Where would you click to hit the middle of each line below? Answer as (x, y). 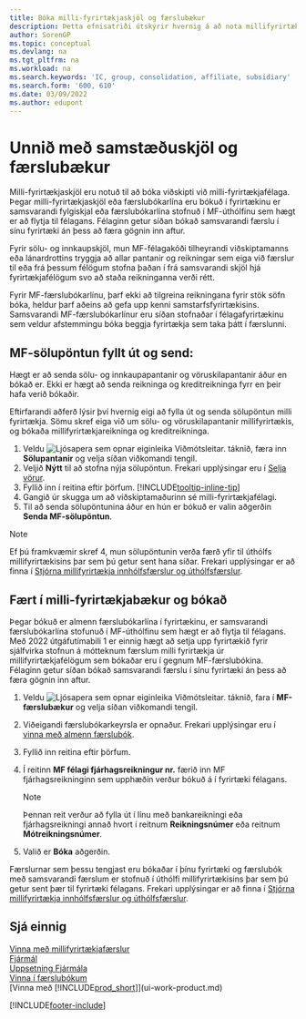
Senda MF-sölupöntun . (67, 516)
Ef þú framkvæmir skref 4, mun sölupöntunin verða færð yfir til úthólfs (141, 552)
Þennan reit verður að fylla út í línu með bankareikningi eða (133, 814)
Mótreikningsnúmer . (62, 833)
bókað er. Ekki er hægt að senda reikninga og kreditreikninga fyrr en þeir (146, 384)
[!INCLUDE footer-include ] (58, 1005)
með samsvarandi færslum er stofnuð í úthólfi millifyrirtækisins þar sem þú (149, 879)
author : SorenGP (40, 35)
